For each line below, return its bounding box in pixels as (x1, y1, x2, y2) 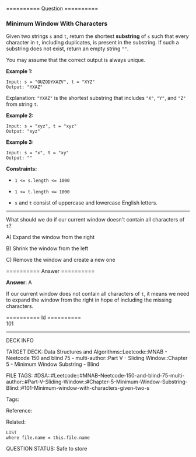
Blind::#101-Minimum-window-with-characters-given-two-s (6, 385, 150, 392)
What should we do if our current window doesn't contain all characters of (6, 216, 185, 223)
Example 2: (6, 112, 34, 119)
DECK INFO (6, 337, 34, 344)
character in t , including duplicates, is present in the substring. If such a (6, 39, 179, 46)
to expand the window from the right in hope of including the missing (6, 296, 172, 303)
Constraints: (6, 165, 37, 172)
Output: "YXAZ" (6, 84, 43, 90)
